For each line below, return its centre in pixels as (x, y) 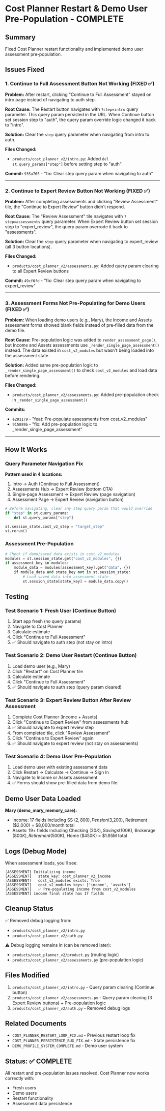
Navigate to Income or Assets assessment (55, 777)
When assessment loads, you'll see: (41, 863)
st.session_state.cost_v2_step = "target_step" (55, 526)
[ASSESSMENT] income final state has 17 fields (55, 894)
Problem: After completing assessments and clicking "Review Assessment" (82, 201)
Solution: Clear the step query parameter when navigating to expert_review (82, 241)
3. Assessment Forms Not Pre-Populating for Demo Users (75, 303)
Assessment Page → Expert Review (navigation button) (68, 499)
